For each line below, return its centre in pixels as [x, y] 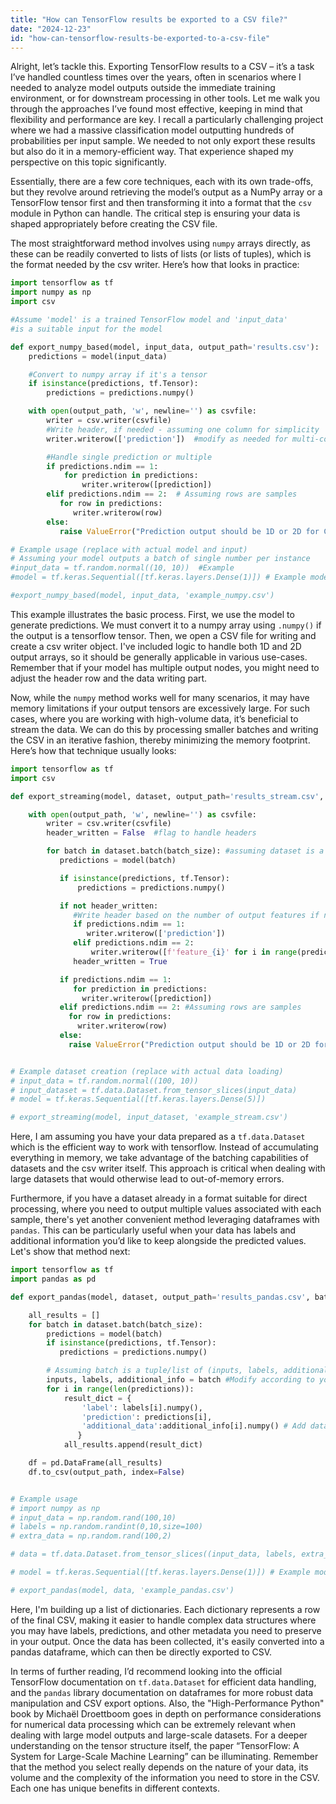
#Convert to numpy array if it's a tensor [118, 374]
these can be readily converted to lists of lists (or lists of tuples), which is [161, 254]
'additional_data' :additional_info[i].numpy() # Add [194, 1426]
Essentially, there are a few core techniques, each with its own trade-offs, [162, 182]
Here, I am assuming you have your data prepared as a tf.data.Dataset [158, 1137]
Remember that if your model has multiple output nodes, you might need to [165, 667]
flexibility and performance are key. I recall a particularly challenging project [167, 120]
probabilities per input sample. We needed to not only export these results [163, 141]
